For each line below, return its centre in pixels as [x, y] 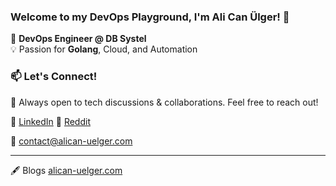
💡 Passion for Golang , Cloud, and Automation [104, 49]
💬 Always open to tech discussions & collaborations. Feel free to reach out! [164, 102]
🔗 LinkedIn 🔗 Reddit [50, 121]
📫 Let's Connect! [54, 77]
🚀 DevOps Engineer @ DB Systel [78, 39]
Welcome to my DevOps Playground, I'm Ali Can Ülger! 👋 [150, 17]
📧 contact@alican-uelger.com [71, 141]
